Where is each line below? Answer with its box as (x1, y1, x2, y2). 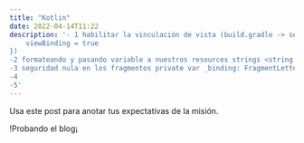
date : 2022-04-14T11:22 (9, 22, 100, 31)
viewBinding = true (25, 38, 100, 48)
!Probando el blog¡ (9, 123, 79, 134)
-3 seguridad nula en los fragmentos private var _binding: (9, 64, 242, 73)
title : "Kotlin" (9, 13, 71, 23)
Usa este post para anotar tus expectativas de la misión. (9, 105, 219, 116)
